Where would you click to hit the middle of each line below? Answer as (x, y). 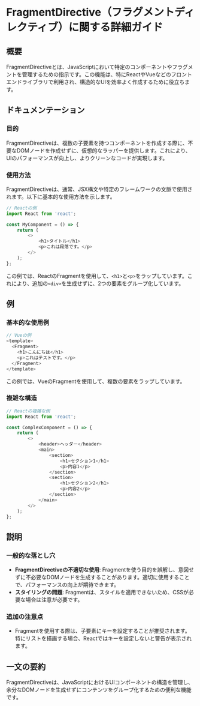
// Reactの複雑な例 (28, 411)
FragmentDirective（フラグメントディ (101, 12)
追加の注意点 (25, 617)
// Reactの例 (22, 208)
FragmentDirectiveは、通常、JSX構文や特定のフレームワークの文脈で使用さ (99, 189)
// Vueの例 (19, 336)
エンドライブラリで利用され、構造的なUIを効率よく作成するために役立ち (96, 82)
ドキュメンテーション (46, 110)
